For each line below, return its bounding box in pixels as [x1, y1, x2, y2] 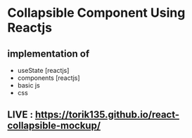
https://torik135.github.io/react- [34, 109, 180, 120]
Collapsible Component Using [7, 5, 186, 21]
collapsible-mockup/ [7, 120, 101, 132]
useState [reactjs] [17, 67, 70, 74]
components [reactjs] [17, 74, 80, 82]
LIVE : [7, 109, 34, 120]
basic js [17, 81, 40, 89]
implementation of [7, 48, 90, 60]
